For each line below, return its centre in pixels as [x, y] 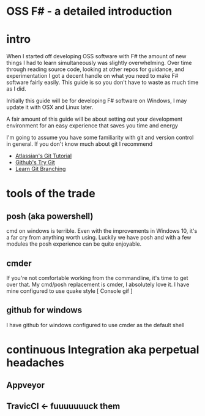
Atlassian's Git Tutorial [43, 156]
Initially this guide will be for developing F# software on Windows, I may [97, 101]
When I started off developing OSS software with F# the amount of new [96, 56]
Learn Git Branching [40, 169]
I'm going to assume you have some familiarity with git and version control [100, 138]
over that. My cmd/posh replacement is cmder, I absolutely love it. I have [98, 284]
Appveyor [25, 385]
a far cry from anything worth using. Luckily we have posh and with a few [99, 238]
